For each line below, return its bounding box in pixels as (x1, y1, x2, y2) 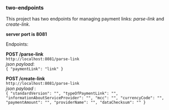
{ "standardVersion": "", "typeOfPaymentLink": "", (6, 91, 118, 96)
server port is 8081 (6, 31, 48, 38)
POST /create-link (6, 76, 45, 82)
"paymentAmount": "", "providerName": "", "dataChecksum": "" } (6, 100, 146, 105)
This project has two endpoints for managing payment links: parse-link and (6, 16, 164, 22)
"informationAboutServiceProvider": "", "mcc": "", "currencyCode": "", (6, 96, 164, 101)
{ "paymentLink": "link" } (6, 66, 64, 72)
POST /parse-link (6, 51, 44, 58)
